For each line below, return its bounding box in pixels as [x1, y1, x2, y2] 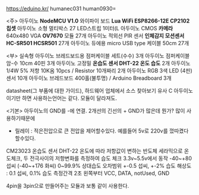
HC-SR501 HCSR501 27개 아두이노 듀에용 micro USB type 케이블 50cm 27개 [6, 40, 189, 46]
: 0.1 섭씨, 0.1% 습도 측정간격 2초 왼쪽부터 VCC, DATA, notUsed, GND [6, 169, 170, 177]
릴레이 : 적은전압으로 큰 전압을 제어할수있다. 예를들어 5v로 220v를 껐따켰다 [14, 127, 189, 134]
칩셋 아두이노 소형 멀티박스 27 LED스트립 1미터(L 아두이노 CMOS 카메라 [6, 25, 173, 32]
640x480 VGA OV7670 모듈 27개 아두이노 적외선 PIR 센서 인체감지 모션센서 [6, 32, 185, 39]
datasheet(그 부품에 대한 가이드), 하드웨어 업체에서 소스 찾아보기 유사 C [6, 87, 173, 94]
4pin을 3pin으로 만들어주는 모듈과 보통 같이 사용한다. [6, 183, 129, 189]
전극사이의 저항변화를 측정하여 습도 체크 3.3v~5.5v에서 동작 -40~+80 [29, 155, 192, 162]
